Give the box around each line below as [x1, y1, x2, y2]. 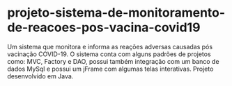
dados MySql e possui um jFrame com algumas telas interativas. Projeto [7, 64, 214, 73]
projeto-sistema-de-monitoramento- [7, 5, 226, 21]
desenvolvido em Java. [7, 71, 74, 80]
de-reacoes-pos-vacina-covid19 [7, 19, 201, 35]
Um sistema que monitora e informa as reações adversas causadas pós [7, 42, 213, 51]
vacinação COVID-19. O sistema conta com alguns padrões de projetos [7, 50, 211, 58]
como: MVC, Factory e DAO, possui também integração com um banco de [7, 57, 219, 65]
